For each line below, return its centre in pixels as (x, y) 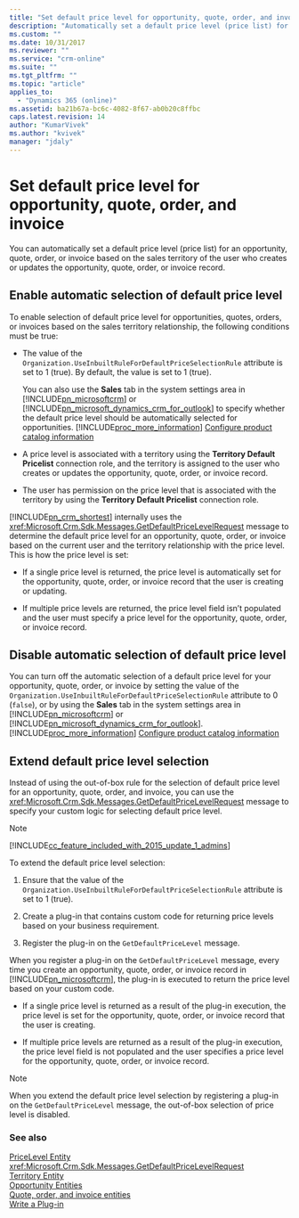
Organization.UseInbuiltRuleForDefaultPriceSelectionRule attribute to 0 (144, 695)
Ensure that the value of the (73, 880)
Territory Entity (36, 1176)
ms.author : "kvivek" (48, 134)
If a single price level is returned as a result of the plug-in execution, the (154, 1006)
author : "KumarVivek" (49, 126)
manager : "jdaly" (41, 142)
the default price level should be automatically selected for (129, 417)
